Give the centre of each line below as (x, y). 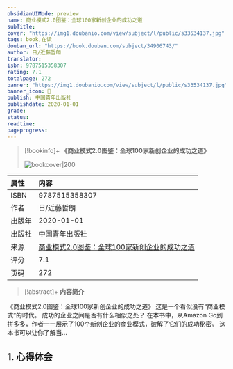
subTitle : (21, 26)
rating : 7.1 (24, 72)
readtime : (21, 124)
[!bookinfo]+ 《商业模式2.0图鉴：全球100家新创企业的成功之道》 (117, 151)
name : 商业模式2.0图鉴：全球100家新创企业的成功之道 (75, 20)
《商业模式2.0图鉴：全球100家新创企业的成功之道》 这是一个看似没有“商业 (113, 306)
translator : (24, 59)
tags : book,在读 (29, 40)
